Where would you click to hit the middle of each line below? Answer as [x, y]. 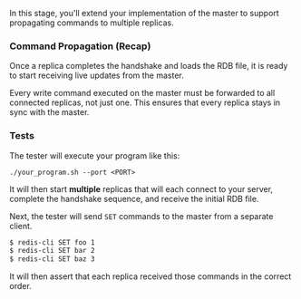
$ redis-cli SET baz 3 [52, 259]
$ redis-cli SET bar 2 [52, 251]
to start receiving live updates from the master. [97, 75]
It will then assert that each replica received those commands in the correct [150, 276]
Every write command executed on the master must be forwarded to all [142, 93]
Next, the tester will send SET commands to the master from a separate [141, 216]
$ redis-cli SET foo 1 [52, 242]
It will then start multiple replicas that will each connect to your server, [141, 188]
